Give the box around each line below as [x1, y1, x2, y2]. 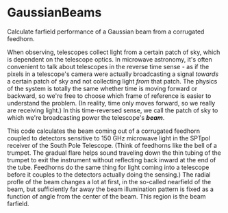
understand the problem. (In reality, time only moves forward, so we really [7, 99, 216, 107]
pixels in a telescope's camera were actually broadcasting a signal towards [7, 70, 219, 78]
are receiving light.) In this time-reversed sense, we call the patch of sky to [7, 106, 218, 114]
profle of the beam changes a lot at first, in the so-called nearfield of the [7, 177, 212, 186]
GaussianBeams [7, 5, 102, 21]
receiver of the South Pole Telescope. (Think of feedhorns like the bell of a [7, 141, 218, 149]
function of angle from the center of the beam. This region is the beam [7, 192, 206, 200]
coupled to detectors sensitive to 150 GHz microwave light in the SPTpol [7, 134, 211, 142]
